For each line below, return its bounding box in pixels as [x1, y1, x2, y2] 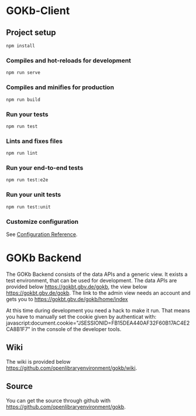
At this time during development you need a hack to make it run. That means [6, 307, 190, 314]
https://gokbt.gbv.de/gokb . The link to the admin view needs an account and [6, 289, 191, 296]
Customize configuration [6, 217, 79, 226]
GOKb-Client [6, 4, 70, 18]
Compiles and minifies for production [6, 83, 114, 91]
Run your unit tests [6, 190, 61, 199]
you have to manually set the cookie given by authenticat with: [6, 313, 157, 320]
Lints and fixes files [6, 137, 63, 145]
